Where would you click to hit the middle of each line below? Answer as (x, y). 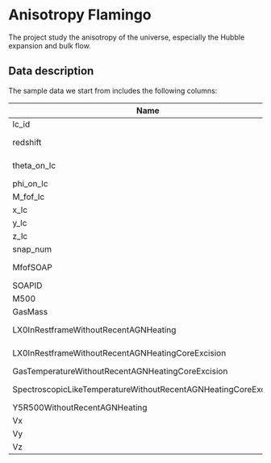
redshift (27, 142)
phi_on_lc (30, 183)
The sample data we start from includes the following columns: (113, 90)
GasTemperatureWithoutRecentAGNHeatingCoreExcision (120, 371)
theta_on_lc (34, 165)
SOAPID (27, 286)
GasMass (30, 311)
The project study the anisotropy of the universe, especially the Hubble (127, 37)
